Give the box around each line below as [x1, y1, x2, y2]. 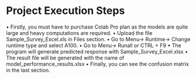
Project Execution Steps [6, 4, 125, 17]
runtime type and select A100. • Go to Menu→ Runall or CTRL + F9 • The [6, 42, 181, 49]
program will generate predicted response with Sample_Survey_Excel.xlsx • [6, 48, 188, 55]
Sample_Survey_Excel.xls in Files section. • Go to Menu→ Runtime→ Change [6, 36, 191, 42]
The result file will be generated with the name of [6, 54, 125, 61]
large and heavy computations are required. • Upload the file [6, 29, 153, 36]
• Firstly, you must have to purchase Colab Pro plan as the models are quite [6, 23, 188, 30]
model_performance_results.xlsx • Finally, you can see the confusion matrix [6, 60, 189, 68]
